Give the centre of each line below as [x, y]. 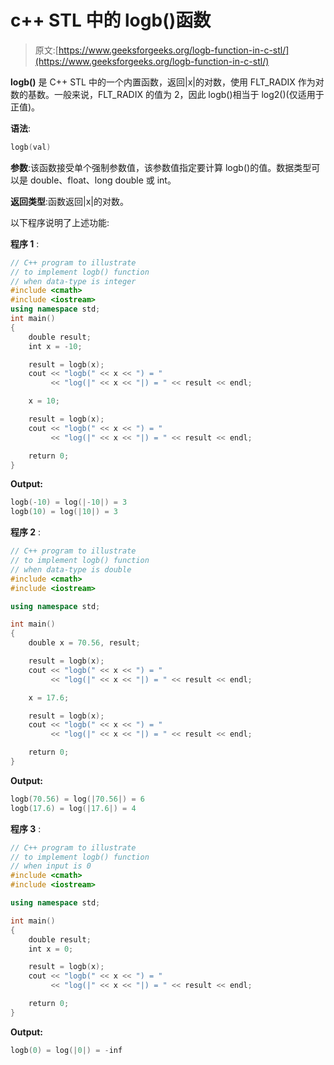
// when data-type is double [71, 569]
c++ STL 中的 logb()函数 [111, 20]
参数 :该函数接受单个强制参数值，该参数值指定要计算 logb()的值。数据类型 [161, 167]
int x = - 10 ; [55, 346]
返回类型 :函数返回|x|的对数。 [69, 201]
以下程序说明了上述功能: [60, 222]
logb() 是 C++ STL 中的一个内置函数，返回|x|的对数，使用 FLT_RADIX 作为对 [167, 82]
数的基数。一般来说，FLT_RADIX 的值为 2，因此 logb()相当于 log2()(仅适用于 [167, 94]
